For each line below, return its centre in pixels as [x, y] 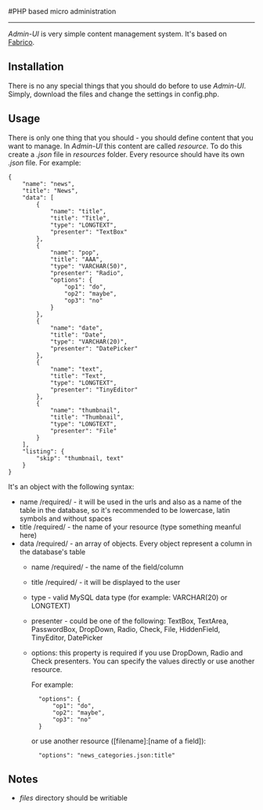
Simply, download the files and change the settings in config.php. [113, 94]
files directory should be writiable [73, 798]
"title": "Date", [78, 335]
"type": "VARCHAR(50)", [88, 266]
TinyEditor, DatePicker [67, 637]
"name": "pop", [75, 252]
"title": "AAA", [76, 259]
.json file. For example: [45, 162]
